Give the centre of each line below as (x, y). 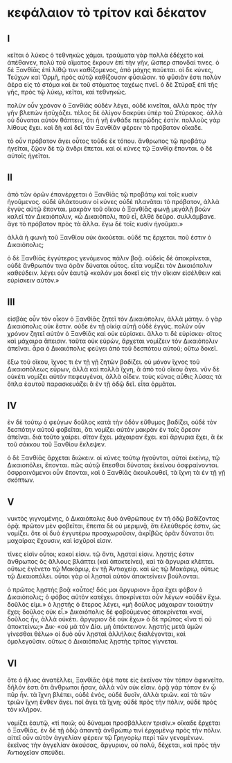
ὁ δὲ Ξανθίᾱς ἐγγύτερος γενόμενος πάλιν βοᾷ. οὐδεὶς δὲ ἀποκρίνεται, (109, 258)
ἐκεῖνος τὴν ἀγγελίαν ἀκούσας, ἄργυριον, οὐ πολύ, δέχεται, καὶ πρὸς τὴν (114, 745)
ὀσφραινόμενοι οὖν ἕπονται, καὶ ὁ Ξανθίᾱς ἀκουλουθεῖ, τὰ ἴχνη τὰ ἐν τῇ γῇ (116, 473)
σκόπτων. (21, 480)
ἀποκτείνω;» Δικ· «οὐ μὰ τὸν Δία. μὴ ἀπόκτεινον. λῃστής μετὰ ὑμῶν (105, 627)
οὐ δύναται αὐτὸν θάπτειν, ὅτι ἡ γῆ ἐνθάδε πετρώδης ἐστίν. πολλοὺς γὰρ (114, 120)
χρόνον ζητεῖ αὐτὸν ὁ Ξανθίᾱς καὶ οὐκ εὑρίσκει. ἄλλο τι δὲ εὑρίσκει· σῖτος (115, 333)
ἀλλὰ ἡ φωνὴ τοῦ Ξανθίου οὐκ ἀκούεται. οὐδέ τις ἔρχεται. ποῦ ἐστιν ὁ (109, 237)
